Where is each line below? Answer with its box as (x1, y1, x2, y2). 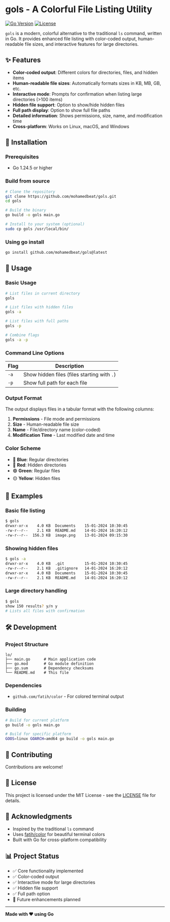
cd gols (5, 198, 22, 204)
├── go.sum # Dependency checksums (5, 666, 94, 671)
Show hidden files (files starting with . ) (23, 371, 116, 378)
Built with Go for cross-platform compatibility (12, 837, 107, 843)
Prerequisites (5, 154, 39, 161)
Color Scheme (5, 445, 41, 452)
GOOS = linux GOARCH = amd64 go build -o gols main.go (5, 736, 114, 741)
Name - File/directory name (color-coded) (12, 427, 101, 433)
